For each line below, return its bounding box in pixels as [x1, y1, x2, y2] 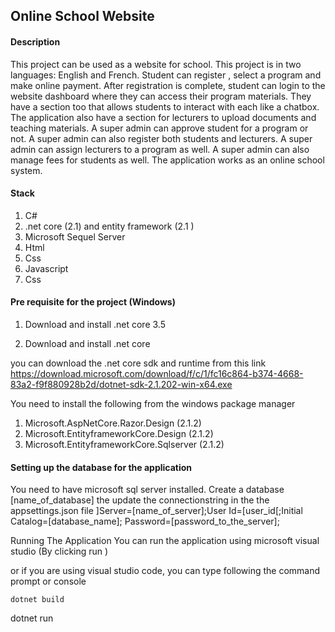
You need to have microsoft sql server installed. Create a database [10, 484, 285, 496]
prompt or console [10, 575, 87, 588]
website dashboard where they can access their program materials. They [10, 90, 312, 102]
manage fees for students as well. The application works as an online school [10, 154, 325, 166]
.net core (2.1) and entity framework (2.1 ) [24, 220, 195, 232]
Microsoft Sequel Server [24, 230, 126, 243]
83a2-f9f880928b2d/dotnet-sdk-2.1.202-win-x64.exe [10, 379, 233, 390]
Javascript [24, 262, 69, 274]
